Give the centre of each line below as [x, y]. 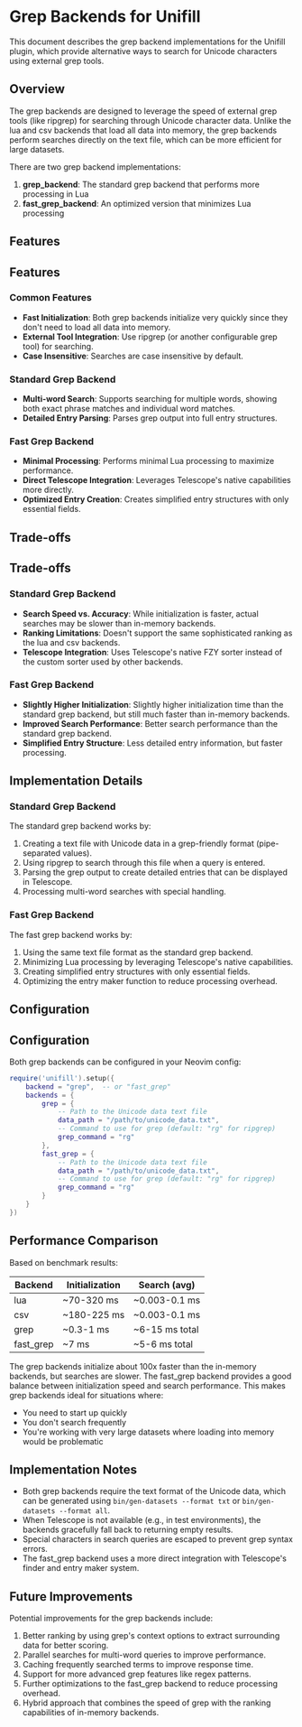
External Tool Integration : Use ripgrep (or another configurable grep [150, 337]
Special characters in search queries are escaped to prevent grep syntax [157, 1539]
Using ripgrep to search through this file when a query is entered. [144, 863]
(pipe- [267, 844]
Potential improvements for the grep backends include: [111, 1619]
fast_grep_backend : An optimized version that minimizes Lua [137, 203]
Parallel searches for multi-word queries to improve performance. [144, 1655]
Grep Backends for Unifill [105, 17]
